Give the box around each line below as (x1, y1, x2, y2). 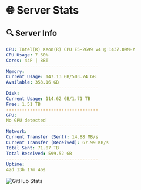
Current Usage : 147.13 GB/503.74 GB (6, 74, 96, 80)
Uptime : (6, 161, 25, 168)
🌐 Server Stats (6, 4, 79, 17)
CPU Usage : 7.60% (6, 52, 49, 58)
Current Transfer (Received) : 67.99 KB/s (6, 139, 109, 145)
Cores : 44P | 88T (6, 57, 49, 64)
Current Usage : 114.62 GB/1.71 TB (6, 95, 91, 102)
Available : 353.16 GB (6, 79, 59, 85)
